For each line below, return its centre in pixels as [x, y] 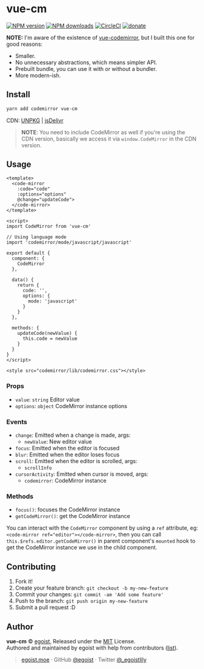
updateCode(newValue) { [47, 334]
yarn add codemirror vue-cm [42, 109]
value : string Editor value [47, 400]
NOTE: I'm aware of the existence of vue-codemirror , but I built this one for [100, 37]
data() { [23, 280]
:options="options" [42, 194]
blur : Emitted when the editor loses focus [67, 455]
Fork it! [24, 582]
